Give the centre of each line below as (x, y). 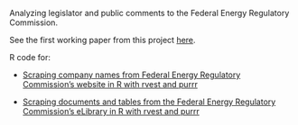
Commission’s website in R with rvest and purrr (110, 84)
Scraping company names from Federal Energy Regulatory (131, 75)
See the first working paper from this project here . (102, 40)
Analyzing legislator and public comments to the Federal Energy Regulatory (149, 13)
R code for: (30, 57)
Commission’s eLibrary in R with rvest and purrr (111, 111)
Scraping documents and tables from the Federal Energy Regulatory (149, 102)
